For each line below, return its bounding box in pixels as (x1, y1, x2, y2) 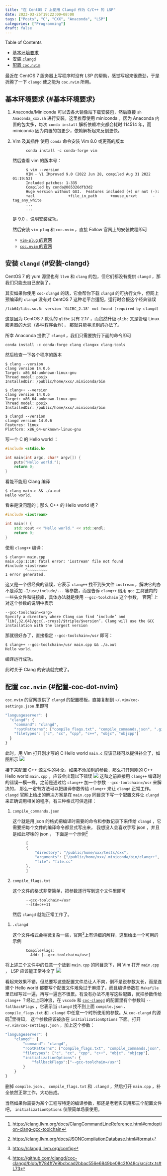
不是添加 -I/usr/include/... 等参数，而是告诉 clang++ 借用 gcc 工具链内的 (5, 587, 158, 593)
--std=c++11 (25, 902, 51, 907)
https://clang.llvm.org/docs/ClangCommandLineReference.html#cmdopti (12, 1121, 162, 1127)
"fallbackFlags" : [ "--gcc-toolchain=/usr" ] (31, 1060, 121, 1065)
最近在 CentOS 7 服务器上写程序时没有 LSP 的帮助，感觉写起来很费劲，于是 (5, 73, 160, 79)
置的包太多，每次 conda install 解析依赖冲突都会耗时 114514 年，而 (12, 121, 152, 127)
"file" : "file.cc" (34, 859, 73, 864)
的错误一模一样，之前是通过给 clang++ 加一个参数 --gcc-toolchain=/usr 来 (5, 779, 158, 786)
